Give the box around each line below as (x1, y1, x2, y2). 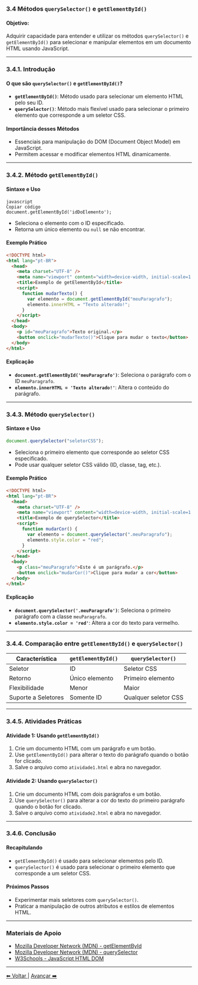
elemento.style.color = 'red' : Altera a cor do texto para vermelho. (14, 619, 180, 626)
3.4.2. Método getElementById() (6, 171, 98, 179)
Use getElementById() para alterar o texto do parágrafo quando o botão (14, 751, 189, 759)
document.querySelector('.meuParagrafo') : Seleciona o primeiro (14, 607, 171, 614)
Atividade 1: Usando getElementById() (6, 732, 100, 739)
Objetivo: (6, 19, 29, 27)
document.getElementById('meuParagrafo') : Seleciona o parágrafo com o (14, 371, 192, 378)
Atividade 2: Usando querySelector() (6, 777, 98, 784)
